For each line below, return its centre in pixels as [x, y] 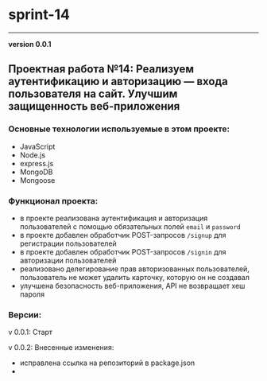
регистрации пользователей [68, 243]
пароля [32, 294]
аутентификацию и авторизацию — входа [118, 82]
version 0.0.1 [30, 44]
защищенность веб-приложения [94, 106]
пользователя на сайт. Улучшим [93, 94]
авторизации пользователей [68, 260]
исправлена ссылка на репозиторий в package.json [107, 363]
